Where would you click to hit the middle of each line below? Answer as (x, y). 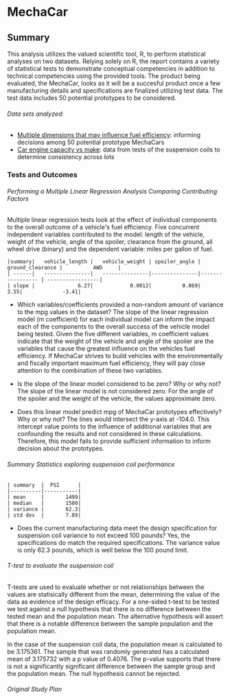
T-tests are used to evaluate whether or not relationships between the (106, 587)
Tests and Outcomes (42, 175)
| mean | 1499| (44, 497)
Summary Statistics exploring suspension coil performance (91, 464)
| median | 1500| (44, 503)
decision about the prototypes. (60, 449)
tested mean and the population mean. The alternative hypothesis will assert (115, 616)
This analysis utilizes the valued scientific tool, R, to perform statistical (106, 54)
